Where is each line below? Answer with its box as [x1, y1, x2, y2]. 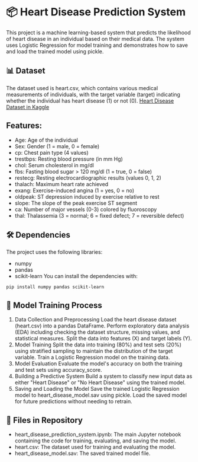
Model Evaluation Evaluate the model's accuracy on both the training [14, 360, 183, 367]
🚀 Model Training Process [6, 300, 102, 310]
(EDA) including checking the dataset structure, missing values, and [14, 329, 180, 336]
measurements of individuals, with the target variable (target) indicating [6, 91, 180, 98]
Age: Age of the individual [14, 136, 78, 144]
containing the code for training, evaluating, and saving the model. [14, 437, 177, 444]
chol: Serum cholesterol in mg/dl [14, 161, 95, 168]
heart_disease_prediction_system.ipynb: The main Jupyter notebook [14, 431, 181, 438]
